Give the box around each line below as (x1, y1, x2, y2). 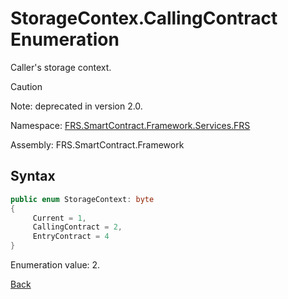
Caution (10, 80, 43, 92)
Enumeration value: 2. (10, 259, 101, 271)
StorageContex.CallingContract (10, 7, 278, 30)
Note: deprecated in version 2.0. (10, 100, 143, 112)
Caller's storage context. (10, 61, 112, 73)
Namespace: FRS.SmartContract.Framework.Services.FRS (10, 119, 251, 131)
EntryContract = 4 (32, 232, 110, 242)
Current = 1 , (32, 213, 87, 223)
